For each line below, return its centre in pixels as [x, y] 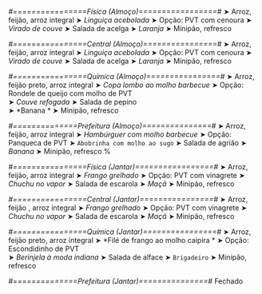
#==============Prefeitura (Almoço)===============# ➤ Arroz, [127, 126]
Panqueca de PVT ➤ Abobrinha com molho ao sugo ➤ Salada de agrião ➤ [128, 143]
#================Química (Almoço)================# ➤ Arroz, [132, 76]
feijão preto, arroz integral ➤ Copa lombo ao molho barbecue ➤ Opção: [126, 85]
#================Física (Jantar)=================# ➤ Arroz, [128, 167]
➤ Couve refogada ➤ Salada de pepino [73, 102]
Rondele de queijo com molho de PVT [71, 93]
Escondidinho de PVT [44, 248]
